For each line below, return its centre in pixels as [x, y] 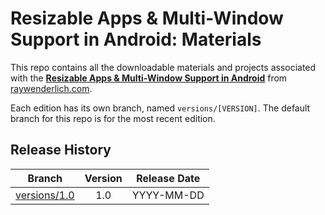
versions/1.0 [45, 195]
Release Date [168, 178]
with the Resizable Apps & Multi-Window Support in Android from [149, 78]
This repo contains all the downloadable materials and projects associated [163, 67]
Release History [61, 150]
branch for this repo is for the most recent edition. [113, 118]
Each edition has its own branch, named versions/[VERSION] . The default [160, 108]
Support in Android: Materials [136, 39]
